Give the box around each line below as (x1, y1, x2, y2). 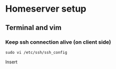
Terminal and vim (5, 23, 62, 32)
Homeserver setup (5, 3, 87, 15)
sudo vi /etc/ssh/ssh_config (5, 50, 67, 55)
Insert (5, 59, 18, 65)
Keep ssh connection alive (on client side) (5, 39, 111, 46)
